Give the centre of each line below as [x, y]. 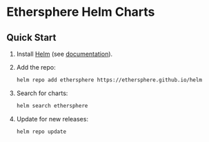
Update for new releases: [52, 119]
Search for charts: [42, 93]
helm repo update [41, 132]
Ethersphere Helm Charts [81, 12]
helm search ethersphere [52, 105]
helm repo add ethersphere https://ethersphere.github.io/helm [109, 80]
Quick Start [31, 38]
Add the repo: [36, 67]
